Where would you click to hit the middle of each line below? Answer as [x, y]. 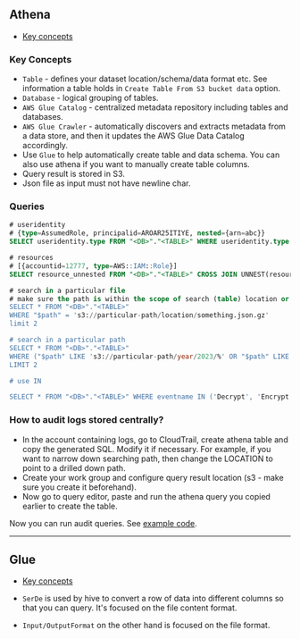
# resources [31, 258]
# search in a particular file [67, 290]
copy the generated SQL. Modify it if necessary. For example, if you [146, 449]
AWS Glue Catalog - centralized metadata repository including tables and [155, 107]
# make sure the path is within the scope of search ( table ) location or [150, 298]
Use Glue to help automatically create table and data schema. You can [151, 155]
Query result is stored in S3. [73, 174]
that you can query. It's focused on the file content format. [129, 608]
